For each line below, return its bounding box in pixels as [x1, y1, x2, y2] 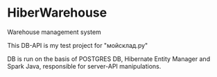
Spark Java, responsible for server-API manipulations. [7, 62, 162, 70]
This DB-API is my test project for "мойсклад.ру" [7, 41, 148, 49]
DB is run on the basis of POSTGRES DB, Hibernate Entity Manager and [7, 54, 210, 63]
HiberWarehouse [7, 5, 107, 21]
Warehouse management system [7, 28, 102, 36]
